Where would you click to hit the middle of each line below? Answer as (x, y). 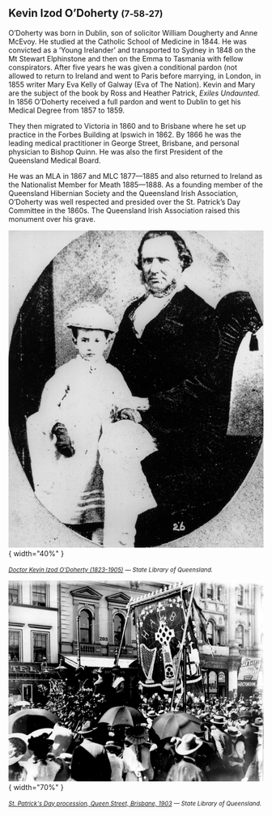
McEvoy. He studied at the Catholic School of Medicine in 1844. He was (127, 41)
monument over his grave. (52, 219)
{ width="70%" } (36, 787)
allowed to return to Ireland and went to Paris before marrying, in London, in (135, 75)
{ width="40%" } (36, 553)
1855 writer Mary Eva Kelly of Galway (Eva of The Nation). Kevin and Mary (132, 84)
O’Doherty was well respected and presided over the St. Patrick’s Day (125, 202)
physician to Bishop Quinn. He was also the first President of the (116, 151)
